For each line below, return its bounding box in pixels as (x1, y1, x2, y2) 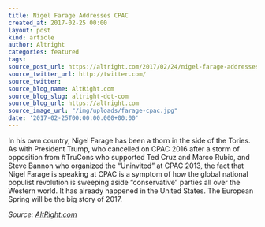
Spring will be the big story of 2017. (8, 194, 123, 203)
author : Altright (8, 41, 65, 49)
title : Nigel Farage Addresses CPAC (8, 11, 129, 20)
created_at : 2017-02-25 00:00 (8, 19, 108, 27)
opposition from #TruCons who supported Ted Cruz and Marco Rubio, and (8, 152, 250, 162)
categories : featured (8, 48, 80, 56)
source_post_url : (8, 63, 65, 71)
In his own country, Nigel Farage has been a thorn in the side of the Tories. (8, 136, 251, 145)
